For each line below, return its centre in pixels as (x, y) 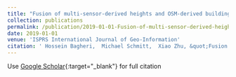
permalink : (23, 27)
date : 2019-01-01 (33, 33)
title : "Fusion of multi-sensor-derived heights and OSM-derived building (119, 14)
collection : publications (45, 20)
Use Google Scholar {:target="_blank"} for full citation (84, 66)
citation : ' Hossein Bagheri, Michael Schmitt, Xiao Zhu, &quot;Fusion (118, 46)
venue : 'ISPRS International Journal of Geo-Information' (94, 40)
